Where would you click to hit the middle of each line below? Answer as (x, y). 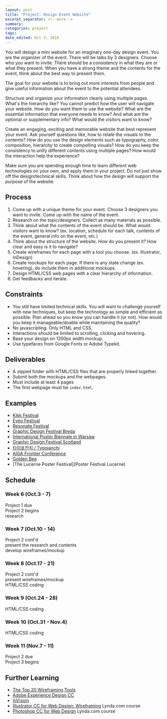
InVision (21, 700)
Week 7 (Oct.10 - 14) (30, 528)
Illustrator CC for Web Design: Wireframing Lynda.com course (76, 706)
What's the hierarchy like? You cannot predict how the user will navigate (80, 103)
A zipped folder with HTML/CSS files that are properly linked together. (85, 372)
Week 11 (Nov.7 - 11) (30, 646)
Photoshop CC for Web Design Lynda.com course (64, 711)
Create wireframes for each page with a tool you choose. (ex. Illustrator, (87, 252)
